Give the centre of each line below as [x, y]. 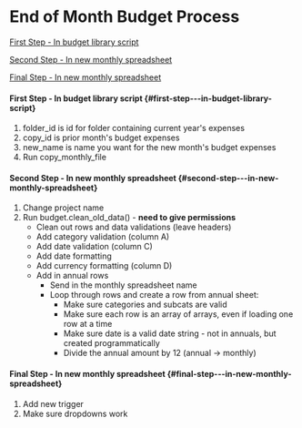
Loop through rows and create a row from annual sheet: [154, 295]
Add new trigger [53, 403]
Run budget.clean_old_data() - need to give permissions [129, 218]
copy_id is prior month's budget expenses [101, 138]
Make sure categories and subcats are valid [145, 305]
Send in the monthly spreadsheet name [123, 285]
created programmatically [112, 343]
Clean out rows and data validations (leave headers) [134, 227]
